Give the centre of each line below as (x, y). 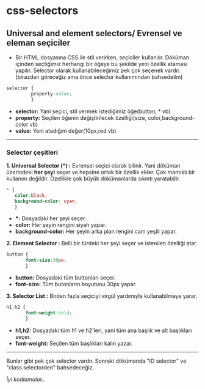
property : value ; (51, 94)
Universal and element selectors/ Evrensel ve (94, 33)
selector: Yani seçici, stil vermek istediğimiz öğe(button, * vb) (93, 111)
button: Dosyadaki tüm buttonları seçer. (65, 278)
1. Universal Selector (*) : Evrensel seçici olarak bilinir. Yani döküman (93, 165)
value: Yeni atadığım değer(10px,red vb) (66, 131)
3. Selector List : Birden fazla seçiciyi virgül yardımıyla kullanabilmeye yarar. (102, 296)
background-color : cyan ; (46, 201)
